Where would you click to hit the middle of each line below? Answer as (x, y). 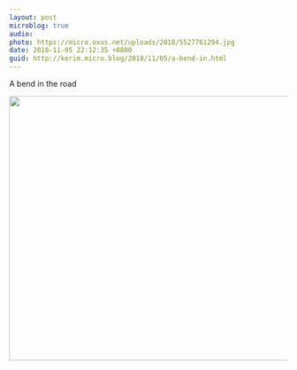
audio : (21, 34)
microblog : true (39, 26)
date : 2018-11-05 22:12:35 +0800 (71, 50)
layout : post (33, 17)
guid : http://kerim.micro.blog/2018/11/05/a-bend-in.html (118, 58)
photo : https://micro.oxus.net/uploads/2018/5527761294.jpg (122, 42)
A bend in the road (43, 84)
